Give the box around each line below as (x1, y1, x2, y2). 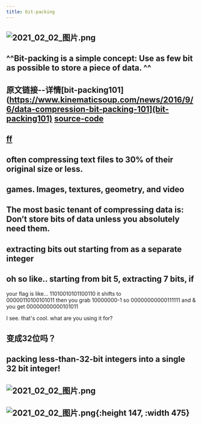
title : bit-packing (6, 8, 55, 15)
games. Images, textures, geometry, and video (6, 184, 185, 195)
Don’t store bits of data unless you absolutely (6, 214, 180, 225)
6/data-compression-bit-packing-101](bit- (6, 104, 170, 114)
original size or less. (6, 164, 83, 174)
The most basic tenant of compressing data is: (6, 205, 185, 215)
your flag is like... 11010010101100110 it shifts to (6, 290, 121, 297)
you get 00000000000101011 (6, 302, 79, 310)
